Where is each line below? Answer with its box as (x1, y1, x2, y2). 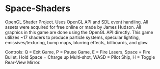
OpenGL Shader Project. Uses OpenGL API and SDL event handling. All (5, 19, 149, 25)
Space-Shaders (5, 3, 71, 14)
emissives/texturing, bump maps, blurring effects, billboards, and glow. (5, 39, 149, 45)
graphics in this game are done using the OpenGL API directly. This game (5, 29, 154, 35)
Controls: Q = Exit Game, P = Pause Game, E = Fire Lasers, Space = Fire (5, 49, 151, 55)
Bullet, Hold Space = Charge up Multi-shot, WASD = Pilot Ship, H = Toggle (5, 54, 156, 60)
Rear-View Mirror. (5, 59, 41, 65)
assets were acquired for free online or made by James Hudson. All (5, 24, 141, 30)
